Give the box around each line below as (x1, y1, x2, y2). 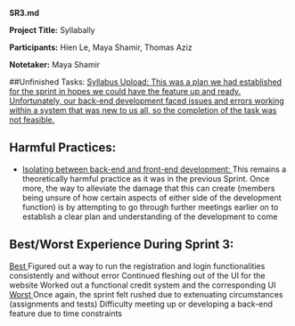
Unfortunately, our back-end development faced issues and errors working (9, 95, 285, 106)
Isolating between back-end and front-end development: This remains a (21, 164, 287, 175)
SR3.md (9, 8, 40, 18)
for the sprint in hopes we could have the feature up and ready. (9, 86, 242, 96)
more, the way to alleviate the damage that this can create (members (21, 183, 275, 193)
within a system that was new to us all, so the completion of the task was (9, 105, 277, 115)
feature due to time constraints (9, 307, 123, 319)
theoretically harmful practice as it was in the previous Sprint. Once (21, 173, 270, 183)
